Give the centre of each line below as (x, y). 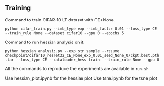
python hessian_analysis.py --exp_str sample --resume (62, 51)
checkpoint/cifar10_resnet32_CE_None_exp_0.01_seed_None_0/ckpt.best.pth (82, 55)
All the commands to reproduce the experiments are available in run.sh (77, 68)
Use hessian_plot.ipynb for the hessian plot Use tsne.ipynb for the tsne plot (81, 78)
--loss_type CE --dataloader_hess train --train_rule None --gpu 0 (88, 60)
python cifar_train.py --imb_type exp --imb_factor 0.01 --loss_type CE (81, 29)
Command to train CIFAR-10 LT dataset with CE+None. (60, 20)
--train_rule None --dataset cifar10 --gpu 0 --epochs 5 (65, 33)
